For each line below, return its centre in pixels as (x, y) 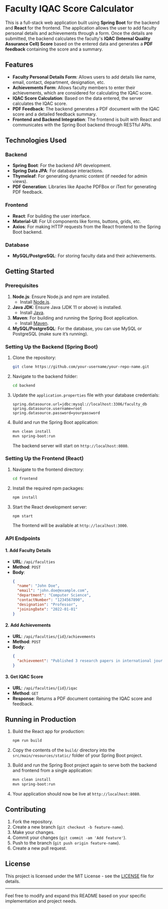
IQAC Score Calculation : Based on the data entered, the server (77, 98)
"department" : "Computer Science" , (54, 595)
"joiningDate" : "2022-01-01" (47, 609)
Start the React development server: (50, 507)
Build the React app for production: (48, 731)
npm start (23, 516)
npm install (25, 497)
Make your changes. (33, 832)
